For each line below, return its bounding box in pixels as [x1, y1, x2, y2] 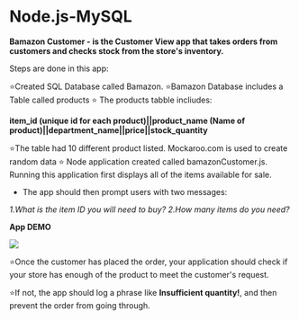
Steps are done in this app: [9, 63, 110, 74]
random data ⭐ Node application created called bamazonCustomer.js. [9, 156, 268, 167]
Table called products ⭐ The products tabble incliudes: [9, 94, 213, 105]
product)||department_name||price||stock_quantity [9, 124, 209, 136]
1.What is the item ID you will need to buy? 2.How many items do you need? [9, 204, 290, 215]
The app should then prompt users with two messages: [22, 186, 228, 197]
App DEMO [9, 221, 51, 232]
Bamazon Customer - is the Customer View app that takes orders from [9, 36, 278, 47]
